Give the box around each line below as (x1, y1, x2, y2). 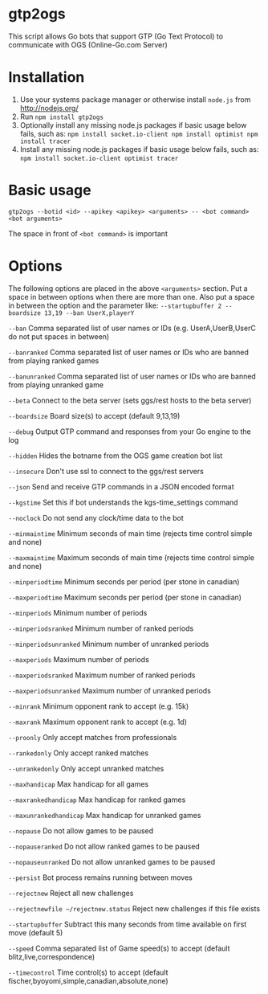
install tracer (19, 137, 71, 145)
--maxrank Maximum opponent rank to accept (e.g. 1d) (8, 717, 187, 726)
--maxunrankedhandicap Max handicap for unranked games (8, 810, 201, 820)
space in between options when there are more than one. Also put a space (8, 292, 255, 301)
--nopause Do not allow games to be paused (8, 825, 154, 836)
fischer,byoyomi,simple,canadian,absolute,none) (8, 976, 169, 985)
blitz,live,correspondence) (8, 951, 95, 961)
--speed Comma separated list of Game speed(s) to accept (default (8, 943, 230, 953)
